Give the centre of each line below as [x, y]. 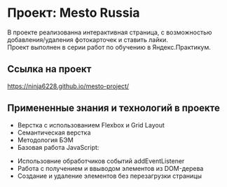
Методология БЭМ [45, 140]
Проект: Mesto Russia [74, 13]
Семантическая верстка [54, 132]
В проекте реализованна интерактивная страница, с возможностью [110, 32]
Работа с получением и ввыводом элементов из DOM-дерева [110, 168]
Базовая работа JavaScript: [58, 147]
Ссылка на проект [49, 69]
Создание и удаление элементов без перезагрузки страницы [109, 176]
